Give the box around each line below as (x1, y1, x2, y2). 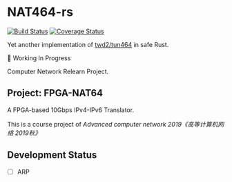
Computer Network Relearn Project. (7, 67, 109, 75)
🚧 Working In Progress (7, 53, 71, 62)
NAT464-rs (7, 4, 74, 20)
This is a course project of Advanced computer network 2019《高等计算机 (7, 120, 218, 128)
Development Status (7, 149, 97, 161)
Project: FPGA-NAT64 (7, 87, 104, 99)
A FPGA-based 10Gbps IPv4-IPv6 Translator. (7, 105, 135, 114)
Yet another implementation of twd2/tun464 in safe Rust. (7, 40, 169, 48)
